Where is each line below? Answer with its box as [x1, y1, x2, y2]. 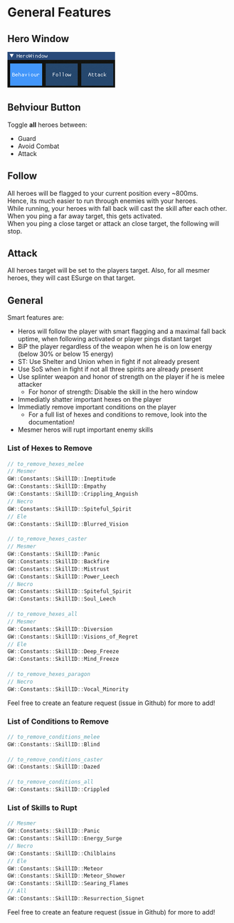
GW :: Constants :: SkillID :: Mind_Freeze [7, 656, 119, 663]
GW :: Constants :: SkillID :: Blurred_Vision [7, 521, 129, 528]
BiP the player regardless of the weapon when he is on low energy [17, 343, 213, 351]
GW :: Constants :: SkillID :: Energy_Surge [7, 835, 122, 843]
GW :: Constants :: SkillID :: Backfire [7, 558, 110, 565]
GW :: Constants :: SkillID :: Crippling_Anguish [7, 491, 139, 498]
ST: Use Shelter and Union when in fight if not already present [17, 358, 200, 366]
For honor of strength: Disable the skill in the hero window [28, 387, 198, 396]
